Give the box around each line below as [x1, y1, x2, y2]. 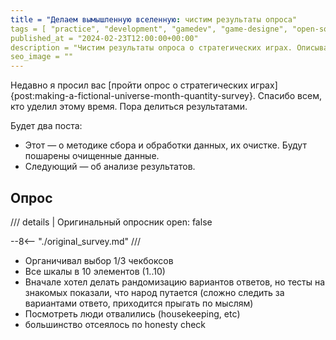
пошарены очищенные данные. [24, 150, 160, 162]
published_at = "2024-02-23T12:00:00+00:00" [10, 33, 199, 43]
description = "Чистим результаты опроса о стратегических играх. [10, 42, 293, 53]
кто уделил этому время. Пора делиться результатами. [10, 101, 248, 113]
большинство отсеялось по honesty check [24, 318, 207, 330]
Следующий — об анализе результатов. [24, 161, 196, 173]
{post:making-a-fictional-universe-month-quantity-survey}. [10, 90, 256, 102]
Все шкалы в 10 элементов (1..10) [24, 265, 166, 277]
